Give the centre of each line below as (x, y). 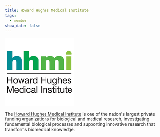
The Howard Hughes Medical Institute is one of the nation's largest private (80, 114)
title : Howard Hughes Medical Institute (47, 10)
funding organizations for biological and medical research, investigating (77, 119)
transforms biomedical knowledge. (40, 130)
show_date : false (23, 26)
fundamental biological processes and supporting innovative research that (80, 124)
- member (18, 20)
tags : (11, 15)
